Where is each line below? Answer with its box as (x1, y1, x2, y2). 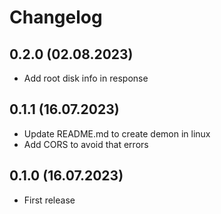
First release (23, 194, 76, 206)
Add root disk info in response (23, 72, 149, 84)
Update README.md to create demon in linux (23, 127, 211, 140)
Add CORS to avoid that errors (23, 138, 149, 150)
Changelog (9, 6, 103, 29)
